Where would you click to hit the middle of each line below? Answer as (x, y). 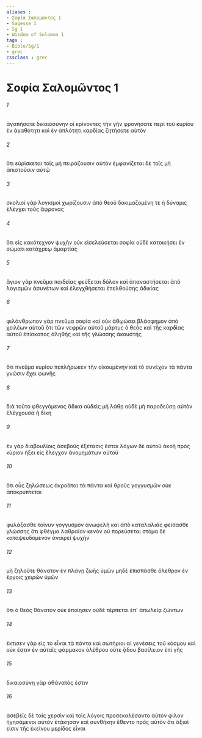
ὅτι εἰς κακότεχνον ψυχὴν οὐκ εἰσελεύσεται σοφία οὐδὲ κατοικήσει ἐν (96, 242)
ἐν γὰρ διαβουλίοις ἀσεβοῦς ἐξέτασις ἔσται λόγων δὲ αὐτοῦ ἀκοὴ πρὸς (98, 446)
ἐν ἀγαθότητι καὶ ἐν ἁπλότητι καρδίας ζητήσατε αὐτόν (76, 131)
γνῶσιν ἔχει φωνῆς (31, 374)
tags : (15, 40)
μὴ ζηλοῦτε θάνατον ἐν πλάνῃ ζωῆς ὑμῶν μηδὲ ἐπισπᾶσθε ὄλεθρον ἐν (97, 571)
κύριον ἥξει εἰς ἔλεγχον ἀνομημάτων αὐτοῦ (63, 452)
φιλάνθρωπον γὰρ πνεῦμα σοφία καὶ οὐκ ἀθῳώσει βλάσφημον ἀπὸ (92, 321)
